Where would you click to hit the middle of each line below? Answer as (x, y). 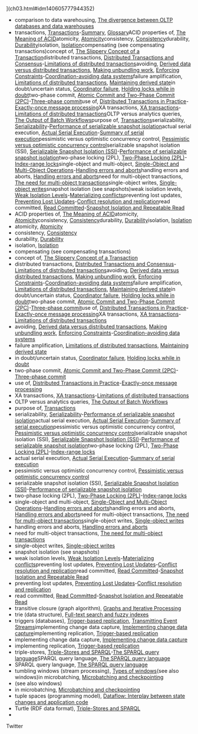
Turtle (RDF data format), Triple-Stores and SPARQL (77, 708)
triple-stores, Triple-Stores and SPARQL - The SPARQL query (87, 652)
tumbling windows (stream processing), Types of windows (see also (97, 671)
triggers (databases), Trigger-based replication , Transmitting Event (96, 621)
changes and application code (51, 702)
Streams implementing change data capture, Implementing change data (101, 627)
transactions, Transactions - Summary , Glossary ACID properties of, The (100, 32)
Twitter (15, 726)
